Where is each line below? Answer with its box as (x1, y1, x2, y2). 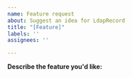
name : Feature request (7, 10, 75, 18)
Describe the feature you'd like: (7, 62, 103, 71)
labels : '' (7, 30, 40, 38)
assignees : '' (7, 37, 50, 44)
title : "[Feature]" (7, 23, 65, 30)
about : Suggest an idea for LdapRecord (7, 17, 126, 24)
